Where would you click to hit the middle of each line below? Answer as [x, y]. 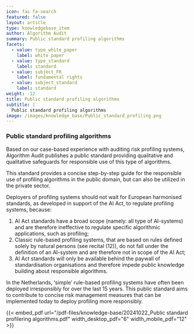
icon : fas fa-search [31, 11]
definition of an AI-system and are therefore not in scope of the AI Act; [100, 252]
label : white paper [41, 55]
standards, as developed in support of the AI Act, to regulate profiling [90, 203]
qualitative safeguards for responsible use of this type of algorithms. [89, 161]
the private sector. [28, 186]
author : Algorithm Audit [36, 34]
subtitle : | [21, 105]
